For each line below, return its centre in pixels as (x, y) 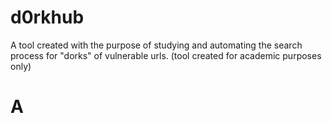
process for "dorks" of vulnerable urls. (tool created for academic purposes (166, 55)
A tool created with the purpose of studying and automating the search (156, 45)
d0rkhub (47, 17)
